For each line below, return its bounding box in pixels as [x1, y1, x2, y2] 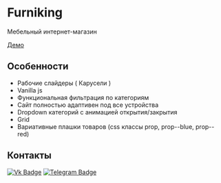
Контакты [7, 149, 52, 162]
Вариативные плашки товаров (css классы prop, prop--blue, [17, 122, 194, 131]
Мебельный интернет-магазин [7, 27, 98, 36]
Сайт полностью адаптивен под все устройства [17, 101, 159, 109]
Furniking [7, 5, 63, 21]
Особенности [7, 60, 69, 73]
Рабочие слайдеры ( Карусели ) [17, 79, 112, 87]
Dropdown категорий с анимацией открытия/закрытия [17, 108, 178, 116]
